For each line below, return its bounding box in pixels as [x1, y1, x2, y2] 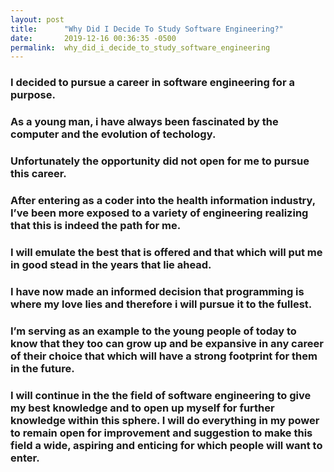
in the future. [10, 361, 75, 375]
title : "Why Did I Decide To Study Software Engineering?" [10, 24, 284, 34]
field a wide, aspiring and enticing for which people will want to [10, 438, 323, 452]
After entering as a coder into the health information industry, [10, 193, 316, 207]
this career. [10, 167, 67, 181]
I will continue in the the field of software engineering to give [10, 388, 312, 402]
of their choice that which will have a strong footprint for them [10, 349, 318, 363]
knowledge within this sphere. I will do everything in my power [10, 413, 320, 427]
